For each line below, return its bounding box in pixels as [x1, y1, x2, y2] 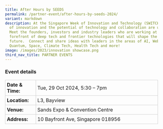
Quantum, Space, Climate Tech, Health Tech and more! [9, 43, 120, 48]
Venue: [7, 106, 24, 113]
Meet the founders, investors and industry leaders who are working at [9, 30, 158, 35]
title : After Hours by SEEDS [5, 7, 64, 12]
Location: [7, 97, 29, 104]
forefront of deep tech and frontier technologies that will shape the [9, 35, 158, 39]
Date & [7, 81, 23, 88]
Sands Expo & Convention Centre [37, 106, 113, 113]
